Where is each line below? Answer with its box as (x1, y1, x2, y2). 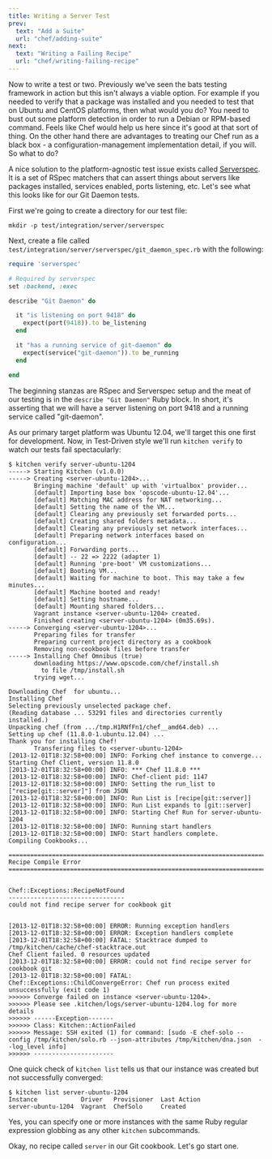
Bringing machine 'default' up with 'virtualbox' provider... (33, 481, 249, 489)
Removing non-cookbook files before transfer (33, 644, 190, 653)
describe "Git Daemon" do (8, 297, 96, 305)
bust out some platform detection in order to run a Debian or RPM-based (8, 114, 251, 123)
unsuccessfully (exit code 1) (8, 985, 111, 994)
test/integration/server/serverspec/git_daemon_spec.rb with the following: (8, 244, 264, 254)
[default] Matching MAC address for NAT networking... (33, 496, 223, 504)
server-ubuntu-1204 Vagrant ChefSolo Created (8, 1102, 186, 1110)
